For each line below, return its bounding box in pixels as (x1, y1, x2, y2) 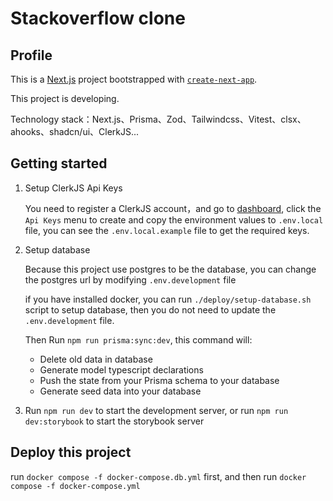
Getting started (10, 155, 108, 172)
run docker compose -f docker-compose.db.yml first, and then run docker (10, 470, 307, 482)
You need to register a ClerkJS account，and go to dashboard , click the (24, 202, 322, 214)
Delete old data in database (39, 353, 153, 365)
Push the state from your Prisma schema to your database (39, 374, 280, 386)
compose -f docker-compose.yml (10, 481, 141, 491)
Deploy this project (10, 444, 132, 461)
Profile (10, 47, 53, 64)
